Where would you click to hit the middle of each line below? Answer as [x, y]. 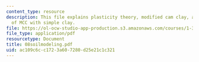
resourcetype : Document [36, 39]
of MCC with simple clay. [44, 22]
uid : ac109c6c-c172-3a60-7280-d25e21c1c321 [61, 50]
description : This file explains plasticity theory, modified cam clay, [98, 17]
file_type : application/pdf [41, 34]
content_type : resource [36, 12]
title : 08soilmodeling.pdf [39, 45]
